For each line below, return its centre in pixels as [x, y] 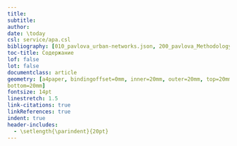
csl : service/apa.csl [39, 40]
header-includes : [33, 125]
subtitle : [22, 20]
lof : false [23, 60]
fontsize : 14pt [30, 92]
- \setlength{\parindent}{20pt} [61, 131]
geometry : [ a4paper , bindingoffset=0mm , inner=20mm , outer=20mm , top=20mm [120, 79]
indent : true [26, 118]
